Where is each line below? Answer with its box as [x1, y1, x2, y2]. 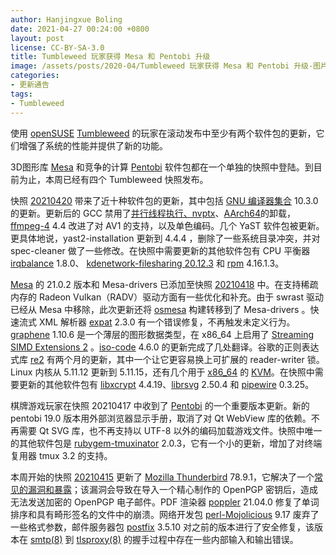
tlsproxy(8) [76, 533, 122, 545]
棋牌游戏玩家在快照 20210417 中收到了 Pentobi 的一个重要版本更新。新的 [10, 399, 310, 411]
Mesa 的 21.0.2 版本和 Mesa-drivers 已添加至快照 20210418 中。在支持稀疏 [10, 278, 319, 290]
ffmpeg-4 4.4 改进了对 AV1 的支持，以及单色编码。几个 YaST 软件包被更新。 [10, 219, 325, 231]
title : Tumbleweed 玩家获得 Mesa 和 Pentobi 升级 [10, 52, 211, 62]
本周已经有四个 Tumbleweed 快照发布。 [44, 173, 209, 185]
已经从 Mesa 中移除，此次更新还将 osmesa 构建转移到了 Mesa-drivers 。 [10, 303, 311, 315]
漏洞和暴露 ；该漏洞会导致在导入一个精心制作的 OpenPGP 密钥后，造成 [27, 483, 318, 495]
